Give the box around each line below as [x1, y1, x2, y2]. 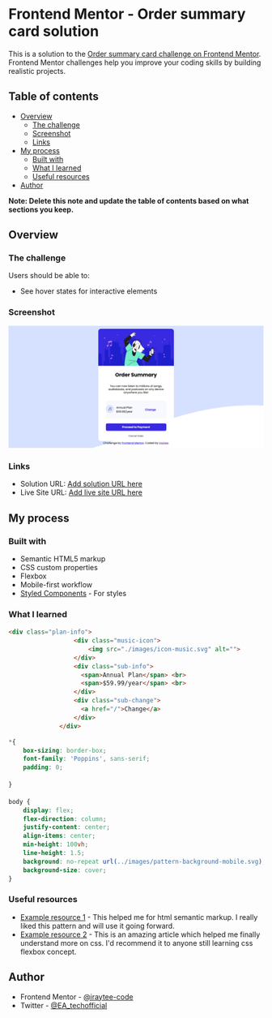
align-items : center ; [23, 832, 96, 840]
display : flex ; [23, 806, 74, 814]
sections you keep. [8, 204, 74, 214]
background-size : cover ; [23, 866, 107, 874]
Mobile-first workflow [19, 579, 93, 589]
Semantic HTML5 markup [19, 553, 106, 564]
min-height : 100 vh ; [23, 840, 89, 848]
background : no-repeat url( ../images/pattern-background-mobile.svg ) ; [23, 857, 266, 866]
